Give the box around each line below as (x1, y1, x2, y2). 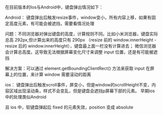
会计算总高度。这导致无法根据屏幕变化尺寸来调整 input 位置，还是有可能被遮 (5, 49, 158, 55)
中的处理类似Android (5, 94, 47, 99)
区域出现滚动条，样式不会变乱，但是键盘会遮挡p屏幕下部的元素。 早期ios (9, 88, 155, 94)
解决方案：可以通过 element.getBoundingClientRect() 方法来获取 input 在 (5, 66, 150, 71)
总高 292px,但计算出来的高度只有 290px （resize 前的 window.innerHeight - (5, 37, 157, 43)
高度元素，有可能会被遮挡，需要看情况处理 (9, 21, 95, 26)
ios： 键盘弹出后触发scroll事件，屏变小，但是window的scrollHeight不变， (5, 82, 152, 87)
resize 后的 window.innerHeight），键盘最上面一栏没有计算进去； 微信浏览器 (5, 43, 156, 49)
